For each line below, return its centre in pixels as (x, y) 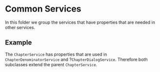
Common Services (43, 9)
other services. (20, 27)
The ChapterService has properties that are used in (56, 54)
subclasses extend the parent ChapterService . (51, 64)
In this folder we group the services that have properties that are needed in (80, 22)
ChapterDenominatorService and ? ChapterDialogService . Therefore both (76, 59)
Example (18, 43)
